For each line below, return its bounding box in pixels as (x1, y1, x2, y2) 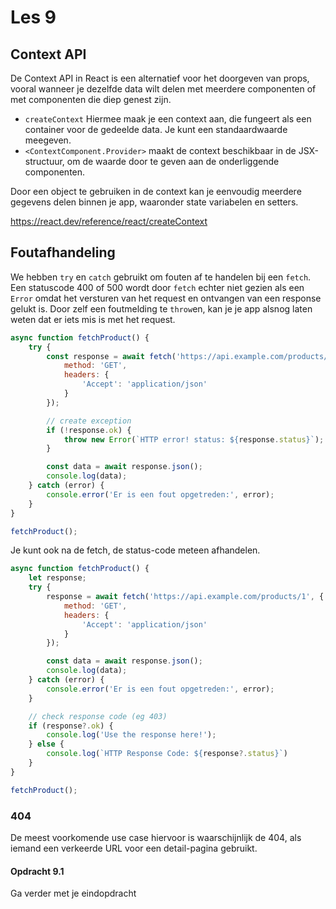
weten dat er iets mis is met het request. (10, 313, 176, 325)
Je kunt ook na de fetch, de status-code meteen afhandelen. (10, 544, 261, 556)
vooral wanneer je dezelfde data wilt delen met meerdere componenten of (10, 83, 317, 95)
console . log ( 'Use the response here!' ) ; (46, 730, 217, 740)
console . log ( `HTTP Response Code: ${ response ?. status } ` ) (46, 749, 288, 759)
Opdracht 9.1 (10, 865, 65, 877)
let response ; (28, 573, 87, 583)
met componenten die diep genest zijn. (10, 94, 172, 105)
